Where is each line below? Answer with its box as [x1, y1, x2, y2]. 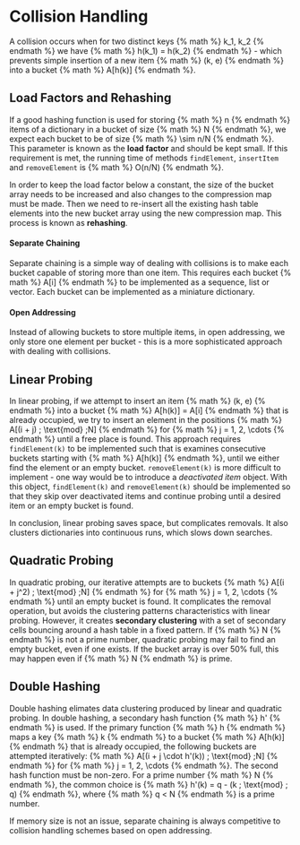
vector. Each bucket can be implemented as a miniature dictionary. [9, 286, 255, 297]
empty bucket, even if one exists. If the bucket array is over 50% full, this [9, 643, 279, 654]
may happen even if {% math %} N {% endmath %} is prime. [9, 652, 233, 664]
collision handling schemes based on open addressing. [9, 824, 212, 835]
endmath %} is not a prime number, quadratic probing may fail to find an [9, 634, 276, 644]
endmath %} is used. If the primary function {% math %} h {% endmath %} [9, 721, 287, 732]
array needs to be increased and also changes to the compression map [9, 188, 272, 199]
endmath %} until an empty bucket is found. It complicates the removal [9, 596, 271, 607]
